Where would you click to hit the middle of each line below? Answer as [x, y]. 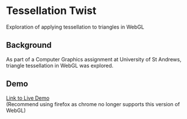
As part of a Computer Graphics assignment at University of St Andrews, [94, 59]
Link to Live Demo [28, 98]
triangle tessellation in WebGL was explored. [60, 65]
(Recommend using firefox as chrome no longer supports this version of [93, 104]
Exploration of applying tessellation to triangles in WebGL [75, 27]
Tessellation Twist [51, 11]
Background [29, 45]
